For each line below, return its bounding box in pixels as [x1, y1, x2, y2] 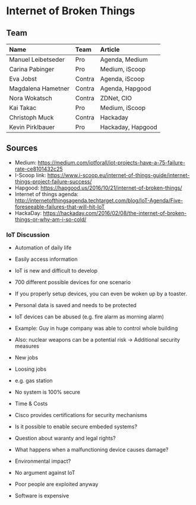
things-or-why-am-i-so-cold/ [14, 216, 87, 223]
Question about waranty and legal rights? [14, 435, 116, 442]
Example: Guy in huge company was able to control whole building [14, 325, 178, 332]
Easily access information [14, 255, 78, 263]
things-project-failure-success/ [14, 178, 92, 185]
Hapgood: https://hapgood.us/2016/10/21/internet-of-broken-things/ [14, 184, 182, 191]
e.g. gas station [14, 377, 53, 384]
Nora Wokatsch [9, 94, 52, 102]
